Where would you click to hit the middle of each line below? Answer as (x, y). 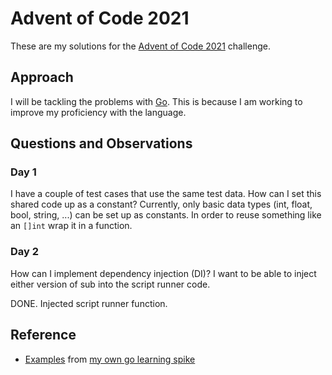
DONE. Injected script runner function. (89, 303)
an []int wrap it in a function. (71, 226)
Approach (42, 77)
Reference (43, 335)
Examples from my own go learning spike (110, 359)
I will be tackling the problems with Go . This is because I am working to (156, 101)
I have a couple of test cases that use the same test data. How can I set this (166, 194)
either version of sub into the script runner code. (110, 284)
